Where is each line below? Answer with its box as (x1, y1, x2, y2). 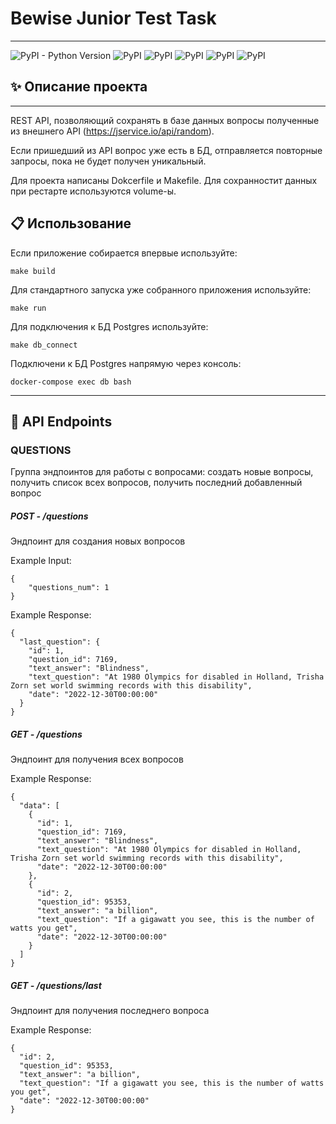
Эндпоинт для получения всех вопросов (10, 753, 184, 766)
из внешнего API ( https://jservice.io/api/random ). (10, 125, 215, 137)
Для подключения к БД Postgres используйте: (10, 320, 209, 332)
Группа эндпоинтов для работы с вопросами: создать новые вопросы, (10, 466, 314, 478)
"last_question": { (19, 637, 101, 647)
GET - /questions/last (10, 979, 102, 991)
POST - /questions (10, 510, 89, 522)
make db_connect (10, 340, 78, 350)
